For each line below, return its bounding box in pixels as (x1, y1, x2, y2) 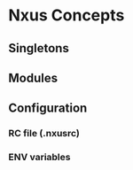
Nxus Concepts (8, 5, 125, 26)
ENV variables (8, 151, 71, 164)
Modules (8, 70, 59, 85)
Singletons (8, 41, 70, 56)
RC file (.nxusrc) (8, 127, 81, 140)
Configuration (8, 101, 88, 116)
